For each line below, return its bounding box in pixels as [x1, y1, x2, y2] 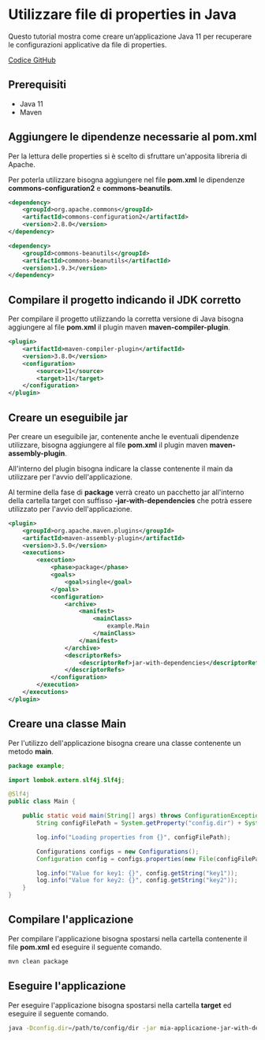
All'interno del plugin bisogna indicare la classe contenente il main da [8, 464, 233, 473]
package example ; [8, 762, 65, 770]
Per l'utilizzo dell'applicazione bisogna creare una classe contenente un [8, 738, 242, 747]
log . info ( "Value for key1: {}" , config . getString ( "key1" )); [36, 869, 238, 877]
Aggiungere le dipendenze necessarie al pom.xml [8, 130, 257, 144]
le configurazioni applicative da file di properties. [8, 39, 167, 49]
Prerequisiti [8, 78, 67, 91]
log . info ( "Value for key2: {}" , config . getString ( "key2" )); [36, 877, 238, 885]
